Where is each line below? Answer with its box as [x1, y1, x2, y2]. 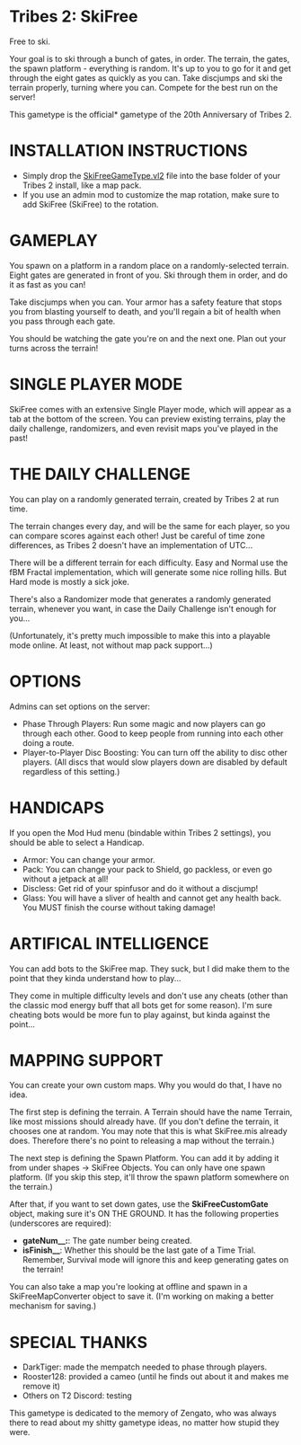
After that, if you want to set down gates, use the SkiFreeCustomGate [9, 1199, 269, 1210]
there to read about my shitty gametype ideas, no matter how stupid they [9, 1417, 280, 1428]
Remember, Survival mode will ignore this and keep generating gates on [22, 1254, 289, 1265]
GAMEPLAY [9, 231, 99, 251]
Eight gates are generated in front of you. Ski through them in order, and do [9, 270, 288, 280]
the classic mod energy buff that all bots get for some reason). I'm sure [9, 999, 272, 1010]
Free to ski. [9, 36, 51, 47]
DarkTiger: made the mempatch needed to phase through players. [22, 1361, 268, 1372]
